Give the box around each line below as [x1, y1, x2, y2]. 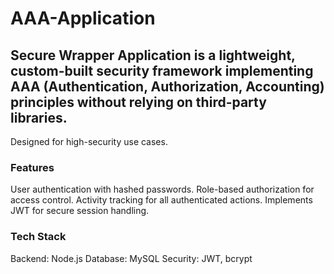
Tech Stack [10, 230, 67, 244]
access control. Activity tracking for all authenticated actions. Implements [10, 194, 313, 206]
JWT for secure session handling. [10, 205, 150, 217]
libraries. [10, 109, 68, 126]
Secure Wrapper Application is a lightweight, [10, 47, 296, 64]
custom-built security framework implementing [10, 62, 314, 79]
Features [10, 160, 55, 174]
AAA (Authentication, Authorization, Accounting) [10, 78, 325, 95]
